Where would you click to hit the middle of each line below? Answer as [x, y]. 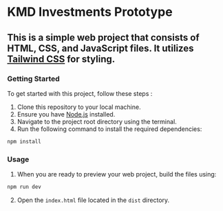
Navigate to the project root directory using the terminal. [97, 121]
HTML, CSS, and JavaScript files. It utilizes [100, 48]
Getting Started [33, 79]
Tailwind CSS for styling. [61, 59]
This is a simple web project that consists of [103, 38]
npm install [24, 141]
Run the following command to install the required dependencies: [109, 129]
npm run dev [24, 187]
